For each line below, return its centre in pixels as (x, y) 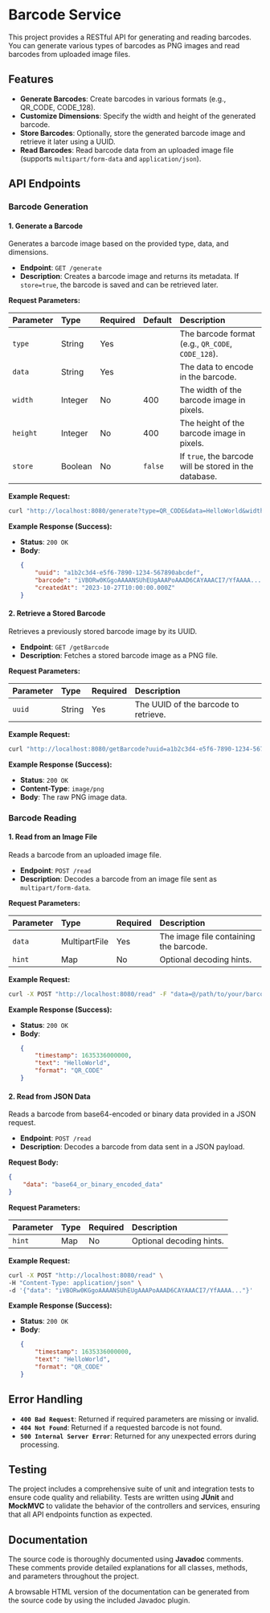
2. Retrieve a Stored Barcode (57, 613)
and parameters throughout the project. (74, 1576)
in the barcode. (208, 377)
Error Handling (45, 1400)
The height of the (212, 424)
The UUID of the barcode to (187, 704)
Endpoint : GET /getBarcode (65, 647)
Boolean (76, 466)
